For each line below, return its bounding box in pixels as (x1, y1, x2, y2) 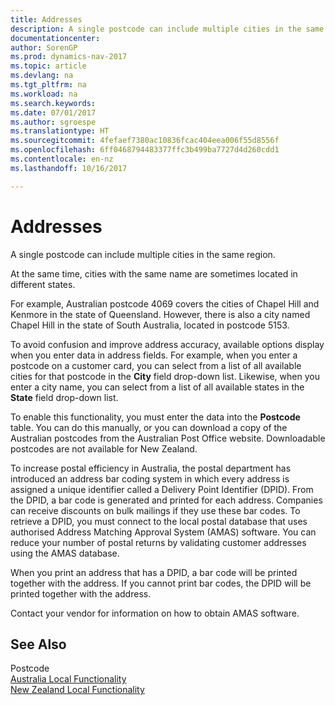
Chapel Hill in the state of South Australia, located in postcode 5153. (10, 319, 290, 331)
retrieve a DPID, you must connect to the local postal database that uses (10, 515, 308, 527)
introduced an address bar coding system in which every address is (10, 472, 290, 485)
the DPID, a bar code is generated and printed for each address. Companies (10, 494, 323, 506)
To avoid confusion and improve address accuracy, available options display (10, 338, 325, 350)
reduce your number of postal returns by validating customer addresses (10, 536, 307, 548)
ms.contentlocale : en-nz (10, 154, 114, 164)
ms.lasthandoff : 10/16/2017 (10, 163, 128, 173)
